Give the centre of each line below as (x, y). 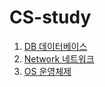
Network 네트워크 (59, 58)
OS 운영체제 (47, 71)
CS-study (50, 17)
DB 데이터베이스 (55, 46)
